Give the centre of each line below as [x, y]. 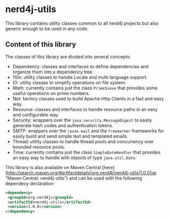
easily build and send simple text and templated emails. [70, 136]
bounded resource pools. [39, 147]
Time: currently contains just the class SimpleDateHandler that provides [87, 152]
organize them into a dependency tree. [53, 72]
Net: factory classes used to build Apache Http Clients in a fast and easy [88, 98]
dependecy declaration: [30, 183]
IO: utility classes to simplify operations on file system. [69, 82]
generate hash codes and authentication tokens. [63, 125]
